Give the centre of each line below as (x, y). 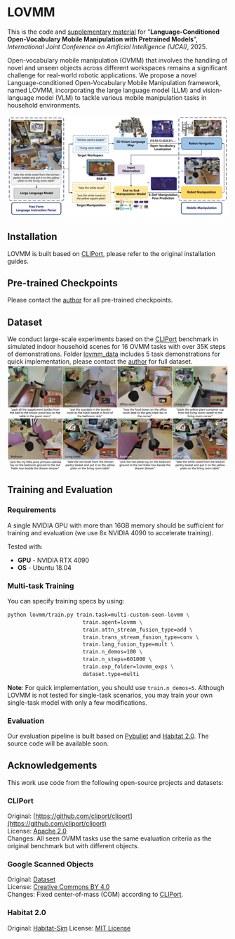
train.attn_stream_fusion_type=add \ (137, 630)
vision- (213, 90)
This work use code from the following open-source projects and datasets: (115, 782)
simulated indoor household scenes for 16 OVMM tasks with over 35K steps (117, 347)
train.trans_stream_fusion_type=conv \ (141, 637)
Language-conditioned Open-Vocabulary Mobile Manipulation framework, (114, 82)
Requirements (32, 510)
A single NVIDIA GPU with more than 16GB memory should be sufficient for (116, 525)
